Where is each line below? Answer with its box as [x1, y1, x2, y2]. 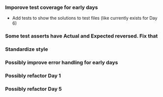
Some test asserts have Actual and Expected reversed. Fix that [5, 32, 158, 39]
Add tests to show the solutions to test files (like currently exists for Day [12, 15, 158, 21]
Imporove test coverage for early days [5, 4, 98, 11]
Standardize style [5, 46, 48, 53]
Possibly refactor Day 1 [5, 72, 61, 79]
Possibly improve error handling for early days [5, 59, 118, 66]
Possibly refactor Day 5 [5, 85, 62, 92]
